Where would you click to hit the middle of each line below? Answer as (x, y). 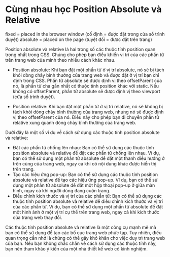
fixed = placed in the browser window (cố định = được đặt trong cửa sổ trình (85, 34)
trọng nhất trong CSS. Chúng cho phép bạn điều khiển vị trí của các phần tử (85, 55)
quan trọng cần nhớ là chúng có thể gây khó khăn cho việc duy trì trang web (85, 238)
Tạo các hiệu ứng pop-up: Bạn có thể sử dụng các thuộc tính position (85, 174)
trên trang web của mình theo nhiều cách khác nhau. (60, 60)
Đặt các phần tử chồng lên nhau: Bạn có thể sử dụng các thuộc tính (83, 147)
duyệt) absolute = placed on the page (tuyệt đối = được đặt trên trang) (79, 39)
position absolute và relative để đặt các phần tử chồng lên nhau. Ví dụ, (86, 153)
